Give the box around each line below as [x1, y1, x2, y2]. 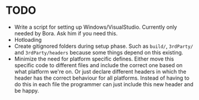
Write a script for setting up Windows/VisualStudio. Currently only [14, 23, 177, 31]
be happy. [14, 87, 40, 94]
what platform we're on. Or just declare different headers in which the [14, 68, 186, 75]
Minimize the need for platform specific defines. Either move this [14, 55, 174, 62]
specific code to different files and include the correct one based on [14, 61, 183, 69]
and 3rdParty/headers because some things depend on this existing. [14, 49, 183, 56]
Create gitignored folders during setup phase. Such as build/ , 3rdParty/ [14, 43, 194, 50]
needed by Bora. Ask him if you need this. [14, 29, 118, 37]
